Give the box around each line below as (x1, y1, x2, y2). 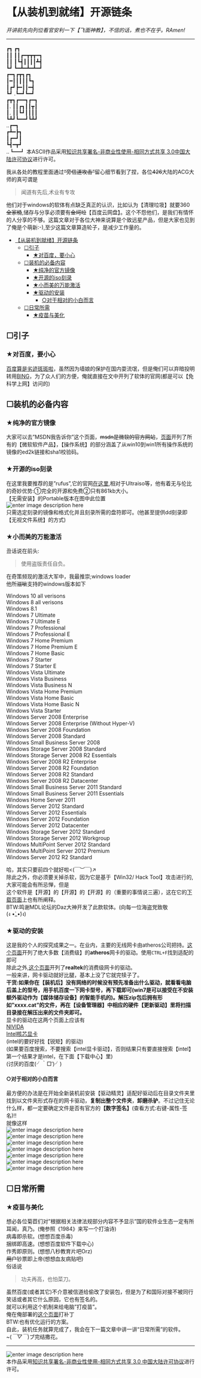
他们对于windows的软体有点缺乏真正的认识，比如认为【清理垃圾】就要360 (6, 201, 190, 208)
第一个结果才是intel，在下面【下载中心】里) (6, 1053, 113, 1060)
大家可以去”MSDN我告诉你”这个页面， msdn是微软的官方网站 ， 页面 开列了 (6, 433, 187, 441)
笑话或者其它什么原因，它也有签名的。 (6, 1296, 100, 1303)
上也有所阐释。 (22, 896, 59, 903)
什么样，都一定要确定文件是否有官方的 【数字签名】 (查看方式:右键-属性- (6, 1104, 182, 1112)
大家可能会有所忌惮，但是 (6, 881, 69, 888)
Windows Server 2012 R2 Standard (6, 853, 93, 861)
